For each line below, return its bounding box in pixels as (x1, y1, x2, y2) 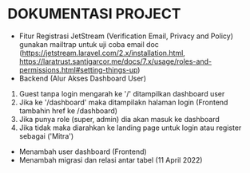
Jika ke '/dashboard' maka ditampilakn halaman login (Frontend (18, 97, 228, 107)
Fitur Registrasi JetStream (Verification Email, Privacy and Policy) (18, 31, 233, 41)
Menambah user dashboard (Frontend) (18, 147, 147, 156)
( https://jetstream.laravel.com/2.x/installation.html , (18, 48, 185, 57)
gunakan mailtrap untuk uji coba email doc (18, 39, 159, 49)
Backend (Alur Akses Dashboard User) (18, 73, 147, 83)
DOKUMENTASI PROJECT (7, 5, 181, 23)
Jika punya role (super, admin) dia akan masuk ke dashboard (18, 114, 220, 124)
